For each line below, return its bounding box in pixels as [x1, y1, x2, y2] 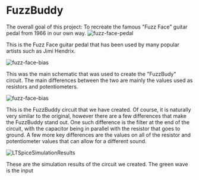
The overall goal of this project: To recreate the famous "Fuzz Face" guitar [6, 23, 188, 30]
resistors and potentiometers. [6, 83, 78, 90]
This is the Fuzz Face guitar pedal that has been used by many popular [6, 41, 180, 48]
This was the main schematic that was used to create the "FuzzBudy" [6, 70, 176, 77]
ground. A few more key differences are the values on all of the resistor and [6, 131, 191, 138]
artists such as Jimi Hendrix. [6, 47, 76, 54]
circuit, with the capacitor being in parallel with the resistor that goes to [6, 125, 181, 132]
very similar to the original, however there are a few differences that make [6, 112, 187, 119]
